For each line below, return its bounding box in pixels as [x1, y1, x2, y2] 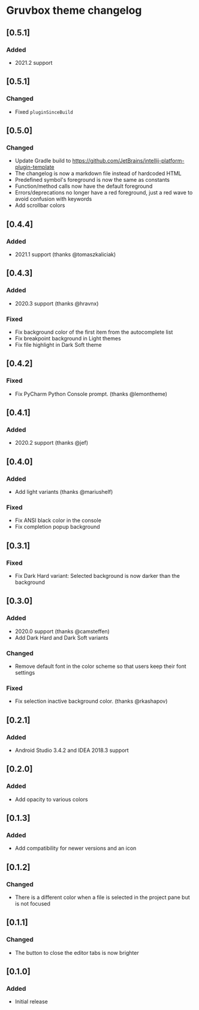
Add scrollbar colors [14, 202, 65, 209]
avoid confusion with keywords [14, 196, 92, 203]
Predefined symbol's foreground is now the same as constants [14, 176, 170, 184]
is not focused [14, 900, 51, 907]
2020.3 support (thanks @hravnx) [14, 299, 99, 307]
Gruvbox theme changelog [6, 4, 142, 17]
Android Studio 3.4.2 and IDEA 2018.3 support [14, 747, 129, 754]
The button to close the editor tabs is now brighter [14, 949, 139, 956]
